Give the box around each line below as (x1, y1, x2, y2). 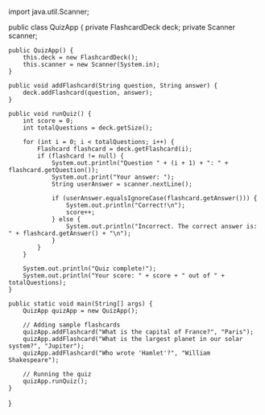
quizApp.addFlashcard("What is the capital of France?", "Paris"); (23, 328, 254, 336)
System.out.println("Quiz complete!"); (23, 265, 157, 273)
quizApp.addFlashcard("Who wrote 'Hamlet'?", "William (23, 349, 211, 357)
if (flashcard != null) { (37, 152, 125, 160)
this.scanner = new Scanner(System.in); (23, 60, 160, 68)
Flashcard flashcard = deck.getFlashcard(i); (37, 145, 193, 153)
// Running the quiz (23, 370, 92, 378)
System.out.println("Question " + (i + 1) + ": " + (51, 159, 229, 167)
